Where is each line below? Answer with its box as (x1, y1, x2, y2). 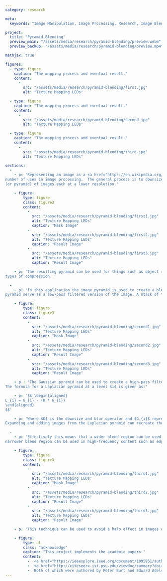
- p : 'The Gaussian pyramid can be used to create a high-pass (14, 380, 150, 385)
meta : (5, 16, 16, 21)
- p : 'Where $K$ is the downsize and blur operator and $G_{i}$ (14, 416, 150, 421)
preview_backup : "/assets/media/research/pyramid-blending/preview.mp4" (9, 44, 164, 49)
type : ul (23, 540, 41, 545)
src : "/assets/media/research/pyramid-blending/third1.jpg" (31, 471, 159, 476)
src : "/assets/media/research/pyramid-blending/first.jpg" (23, 85, 148, 90)
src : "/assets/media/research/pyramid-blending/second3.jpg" (31, 361, 162, 367)
